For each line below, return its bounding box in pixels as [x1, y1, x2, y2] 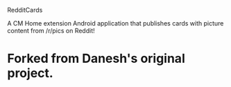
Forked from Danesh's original [7, 51, 185, 66]
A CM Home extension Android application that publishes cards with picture [7, 19, 224, 27]
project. [7, 66, 53, 81]
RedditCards [7, 6, 43, 14]
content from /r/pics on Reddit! [7, 27, 95, 35]
